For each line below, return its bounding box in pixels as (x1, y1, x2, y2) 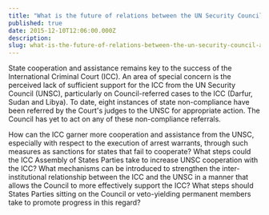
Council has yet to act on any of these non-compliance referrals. (8, 114, 222, 124)
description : (8, 34, 52, 42)
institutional (8, 173, 46, 182)
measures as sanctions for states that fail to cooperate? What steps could (8, 147, 251, 157)
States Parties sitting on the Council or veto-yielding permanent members (8, 189, 251, 199)
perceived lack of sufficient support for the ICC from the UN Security (8, 81, 236, 90)
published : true (8, 19, 62, 27)
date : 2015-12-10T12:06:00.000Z (8, 26, 116, 34)
